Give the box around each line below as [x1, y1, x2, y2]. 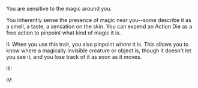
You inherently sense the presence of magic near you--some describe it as [6, 17, 192, 23]
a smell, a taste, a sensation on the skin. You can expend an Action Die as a [6, 23, 193, 30]
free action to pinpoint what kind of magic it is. [6, 29, 121, 36]
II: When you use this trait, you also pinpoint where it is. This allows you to [6, 41, 189, 48]
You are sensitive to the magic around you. [6, 5, 112, 12]
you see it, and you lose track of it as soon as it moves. [6, 54, 142, 60]
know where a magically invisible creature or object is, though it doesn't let [6, 47, 192, 54]
